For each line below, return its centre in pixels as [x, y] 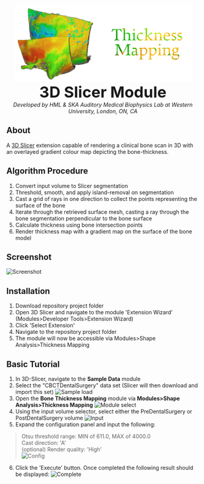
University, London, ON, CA [103, 111]
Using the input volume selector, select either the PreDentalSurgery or [104, 412]
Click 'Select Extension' [45, 325]
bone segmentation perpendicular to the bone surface [84, 218]
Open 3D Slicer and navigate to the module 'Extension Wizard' [94, 312]
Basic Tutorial [33, 364]
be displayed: [32, 474]
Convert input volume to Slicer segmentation [72, 186]
